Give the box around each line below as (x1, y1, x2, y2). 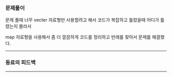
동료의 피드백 (5, 59, 36, 66)
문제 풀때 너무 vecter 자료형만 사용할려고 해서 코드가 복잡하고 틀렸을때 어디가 (5, 17, 160, 23)
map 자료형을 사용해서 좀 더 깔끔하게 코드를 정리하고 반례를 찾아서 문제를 (5, 34, 151, 40)
